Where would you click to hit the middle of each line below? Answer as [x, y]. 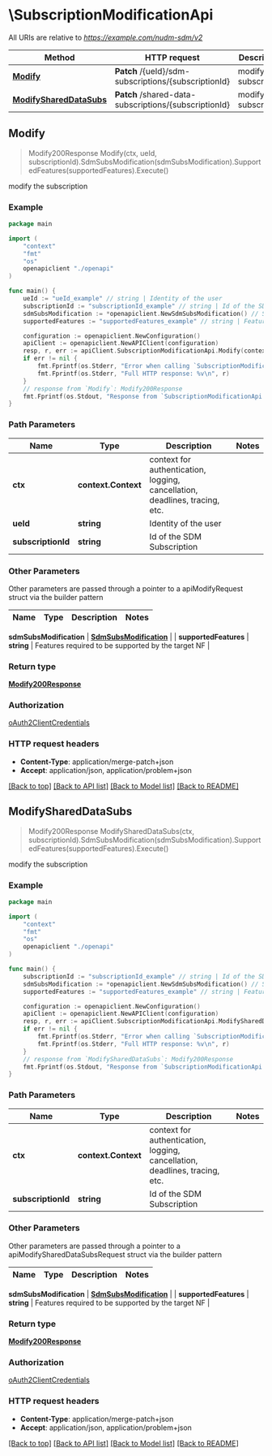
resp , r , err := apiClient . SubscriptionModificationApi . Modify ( [134, 351]
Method [59, 57]
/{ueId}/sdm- [165, 71]
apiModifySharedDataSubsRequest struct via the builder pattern [115, 1254]
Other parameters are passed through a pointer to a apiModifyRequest [126, 588]
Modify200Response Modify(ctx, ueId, [93, 153]
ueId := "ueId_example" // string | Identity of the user [123, 299]
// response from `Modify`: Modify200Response [103, 389]
